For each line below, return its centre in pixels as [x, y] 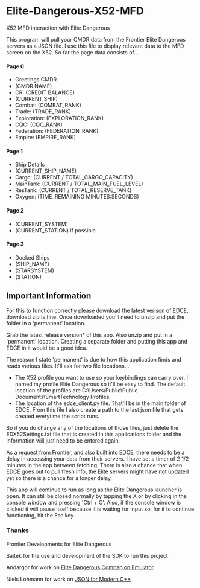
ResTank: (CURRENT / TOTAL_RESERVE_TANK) [73, 190]
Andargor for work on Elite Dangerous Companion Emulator [80, 567]
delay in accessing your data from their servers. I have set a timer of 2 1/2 [98, 459]
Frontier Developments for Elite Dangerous [59, 544]
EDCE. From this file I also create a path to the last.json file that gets [99, 409]
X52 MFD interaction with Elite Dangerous [58, 28]
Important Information [49, 296]
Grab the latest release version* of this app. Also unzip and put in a [89, 335]
